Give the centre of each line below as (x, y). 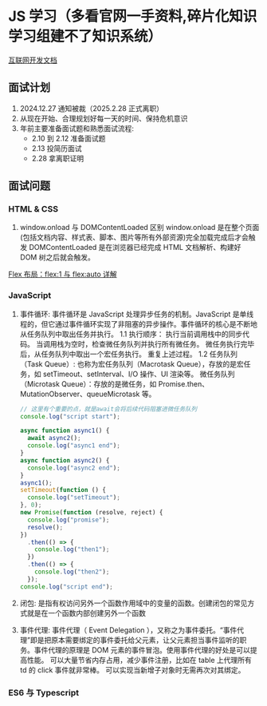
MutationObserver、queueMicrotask (80, 394)
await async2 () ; (54, 438)
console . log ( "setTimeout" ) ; (74, 498)
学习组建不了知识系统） (85, 36)
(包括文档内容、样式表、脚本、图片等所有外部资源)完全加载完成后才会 (134, 237)
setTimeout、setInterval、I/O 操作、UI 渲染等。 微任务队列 (139, 374)
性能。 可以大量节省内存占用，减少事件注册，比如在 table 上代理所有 (139, 660)
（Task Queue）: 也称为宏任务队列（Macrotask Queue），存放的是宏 (132, 363)
